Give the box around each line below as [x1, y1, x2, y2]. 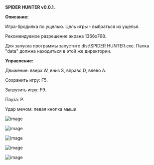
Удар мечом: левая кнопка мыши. [5, 106, 78, 112]
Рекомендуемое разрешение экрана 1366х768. [5, 33, 107, 39]
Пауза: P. [5, 97, 24, 102]
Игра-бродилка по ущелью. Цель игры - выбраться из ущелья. [5, 23, 140, 29]
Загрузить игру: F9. [5, 87, 46, 93]
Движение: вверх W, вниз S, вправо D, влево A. [5, 67, 107, 73]
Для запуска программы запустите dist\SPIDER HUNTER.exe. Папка [5, 43, 150, 49]
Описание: [5, 14, 29, 19]
